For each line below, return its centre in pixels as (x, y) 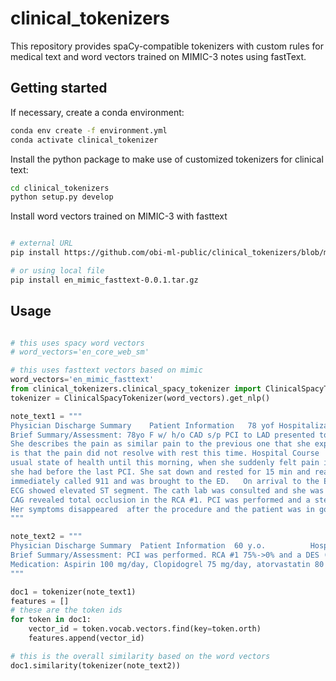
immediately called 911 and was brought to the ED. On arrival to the (165, 481)
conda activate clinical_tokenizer (84, 140)
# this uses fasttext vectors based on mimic (106, 370)
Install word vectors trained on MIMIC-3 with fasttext (119, 216)
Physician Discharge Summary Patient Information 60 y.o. (138, 546)
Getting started (59, 88)
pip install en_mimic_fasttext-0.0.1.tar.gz (104, 280)
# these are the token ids (66, 610)
